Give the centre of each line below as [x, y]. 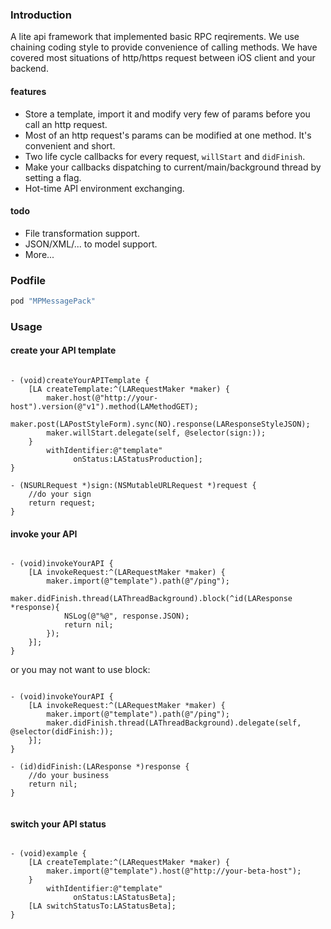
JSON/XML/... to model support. [91, 244]
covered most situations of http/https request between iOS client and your [163, 58]
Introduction [41, 15]
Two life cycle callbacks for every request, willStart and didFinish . [165, 156]
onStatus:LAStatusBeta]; [125, 898]
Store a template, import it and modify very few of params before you [167, 114]
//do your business [69, 776]
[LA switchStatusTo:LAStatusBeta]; [102, 906]
